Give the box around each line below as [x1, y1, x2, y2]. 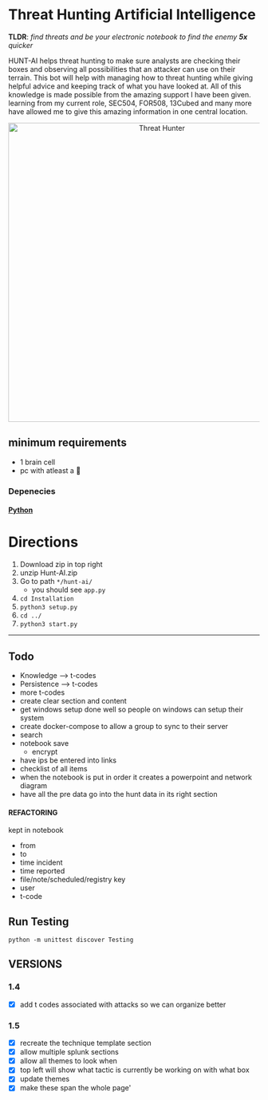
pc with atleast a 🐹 [19, 465, 81, 475]
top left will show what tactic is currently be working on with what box [19, 1065, 250, 1074]
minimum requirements [8, 436, 128, 450]
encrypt [31, 747, 58, 757]
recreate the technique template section [19, 1039, 152, 1048]
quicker [8, 40, 33, 49]
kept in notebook [8, 826, 64, 835]
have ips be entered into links [19, 755, 117, 765]
